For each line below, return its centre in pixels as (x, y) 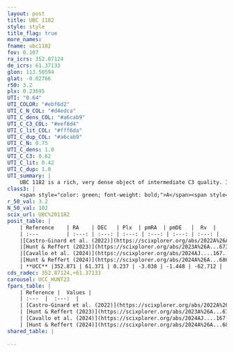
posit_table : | (29, 221)
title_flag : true (32, 33)
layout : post (26, 14)
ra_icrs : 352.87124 (36, 59)
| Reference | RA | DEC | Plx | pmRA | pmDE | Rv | (118, 227)
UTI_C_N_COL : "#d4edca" (42, 111)
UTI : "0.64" (24, 98)
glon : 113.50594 (31, 72)
